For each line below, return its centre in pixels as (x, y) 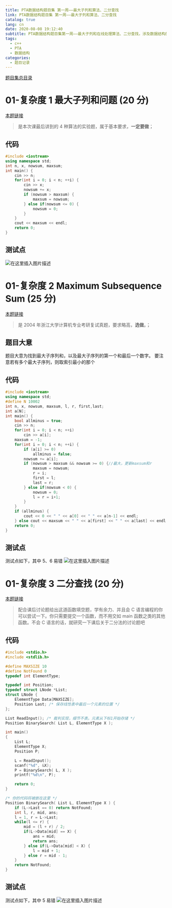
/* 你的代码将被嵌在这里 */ (31, 798)
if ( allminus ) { (32, 511)
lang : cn (15, 24)
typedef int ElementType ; (33, 676)
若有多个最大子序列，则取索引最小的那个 (52, 362)
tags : (11, 39)
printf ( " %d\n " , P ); (35, 775)
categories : (18, 58)
